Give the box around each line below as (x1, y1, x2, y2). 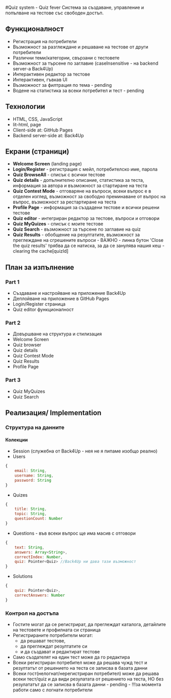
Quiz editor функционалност (12, 307, 74, 313)
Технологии (5, 102, 45, 111)
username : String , (14, 473, 54, 478)
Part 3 (5, 376, 21, 384)
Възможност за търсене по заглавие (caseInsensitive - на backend (12, 60, 159, 66)
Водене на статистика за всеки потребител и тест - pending (12, 87, 144, 93)
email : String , (14, 468, 47, 474)
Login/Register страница (12, 301, 66, 307)
